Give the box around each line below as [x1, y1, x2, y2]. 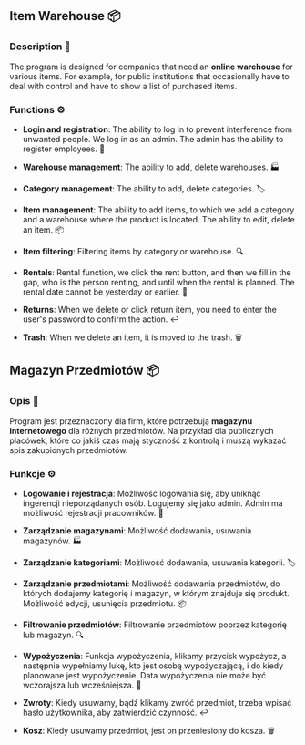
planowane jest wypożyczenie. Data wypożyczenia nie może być [22, 669, 267, 680]
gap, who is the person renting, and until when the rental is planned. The [22, 276, 295, 287]
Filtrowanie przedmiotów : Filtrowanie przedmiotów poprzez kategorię [22, 619, 287, 630]
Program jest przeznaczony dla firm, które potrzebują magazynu [9, 415, 253, 427]
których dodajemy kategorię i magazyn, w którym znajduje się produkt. [22, 587, 290, 598]
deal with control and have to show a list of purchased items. [9, 80, 238, 91]
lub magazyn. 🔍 [22, 629, 84, 640]
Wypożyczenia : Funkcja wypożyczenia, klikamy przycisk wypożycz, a [22, 650, 287, 661]
